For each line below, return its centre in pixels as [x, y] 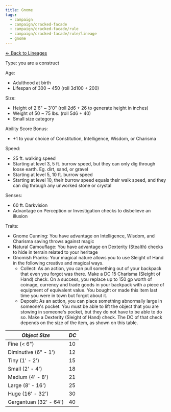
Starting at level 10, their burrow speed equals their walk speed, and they [89, 180]
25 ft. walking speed [34, 158]
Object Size [36, 335]
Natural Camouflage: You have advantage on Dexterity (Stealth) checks [88, 247]
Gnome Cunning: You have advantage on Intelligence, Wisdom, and [83, 236]
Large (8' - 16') [27, 385]
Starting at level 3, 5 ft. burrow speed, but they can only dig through [84, 163]
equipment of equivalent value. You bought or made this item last [89, 290]
